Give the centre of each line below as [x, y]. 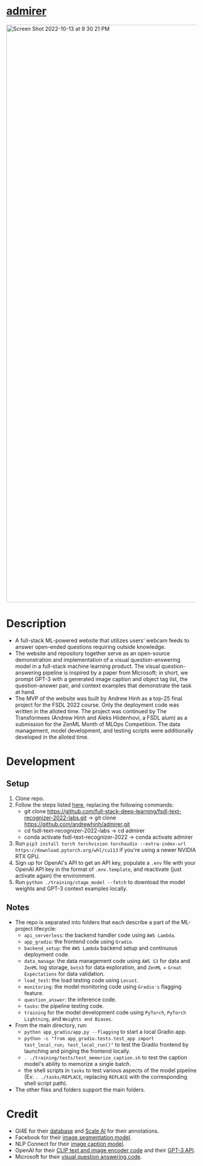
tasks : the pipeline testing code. [64, 1006]
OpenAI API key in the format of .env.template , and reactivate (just [98, 869]
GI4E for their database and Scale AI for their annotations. [87, 1131]
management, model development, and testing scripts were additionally [104, 730]
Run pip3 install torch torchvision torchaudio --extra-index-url [100, 843]
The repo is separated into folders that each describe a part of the [97, 922]
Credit [22, 1114]
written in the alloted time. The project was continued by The [91, 711]
